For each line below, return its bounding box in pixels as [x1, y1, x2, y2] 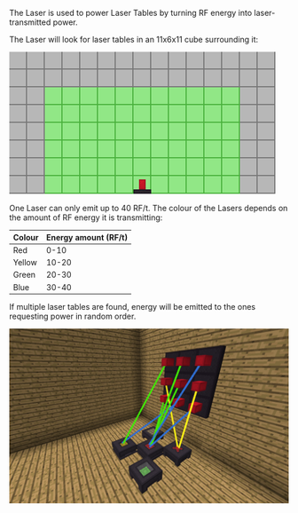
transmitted [9, 17, 51, 28]
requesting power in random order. [9, 311, 137, 321]
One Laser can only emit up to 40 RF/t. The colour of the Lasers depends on [9, 203, 288, 213]
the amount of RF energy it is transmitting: [9, 212, 163, 223]
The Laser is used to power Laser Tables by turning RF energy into [9, 8, 253, 18]
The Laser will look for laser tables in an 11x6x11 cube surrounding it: [9, 35, 259, 44]
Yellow [12, 257, 37, 267]
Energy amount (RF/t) [45, 232, 129, 242]
